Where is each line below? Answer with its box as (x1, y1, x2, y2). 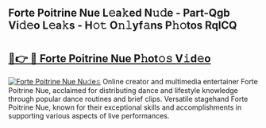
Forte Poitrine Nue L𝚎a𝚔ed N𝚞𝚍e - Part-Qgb (8, 6, 230, 20)
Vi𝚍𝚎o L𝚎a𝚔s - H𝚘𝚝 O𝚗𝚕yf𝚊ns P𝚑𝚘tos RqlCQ (8, 19, 237, 33)
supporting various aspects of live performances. (8, 111, 170, 120)
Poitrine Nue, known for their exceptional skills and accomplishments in (8, 103, 242, 112)
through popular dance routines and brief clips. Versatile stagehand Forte (8, 95, 249, 103)
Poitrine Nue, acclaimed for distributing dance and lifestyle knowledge (8, 86, 238, 95)
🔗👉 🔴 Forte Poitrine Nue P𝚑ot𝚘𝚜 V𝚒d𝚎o (8, 52, 211, 65)
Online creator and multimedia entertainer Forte (102, 77, 258, 86)
